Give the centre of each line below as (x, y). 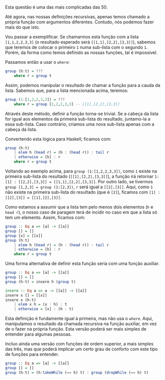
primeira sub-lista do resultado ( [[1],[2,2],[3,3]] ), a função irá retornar (79, 176)
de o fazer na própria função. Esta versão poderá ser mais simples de (76, 329)
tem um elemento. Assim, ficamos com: (45, 217)
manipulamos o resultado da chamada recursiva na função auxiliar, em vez (81, 324)
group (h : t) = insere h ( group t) (41, 282)
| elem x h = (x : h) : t (41, 304)
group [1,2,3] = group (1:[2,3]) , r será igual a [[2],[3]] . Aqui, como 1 (79, 187)
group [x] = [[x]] (24, 236)
